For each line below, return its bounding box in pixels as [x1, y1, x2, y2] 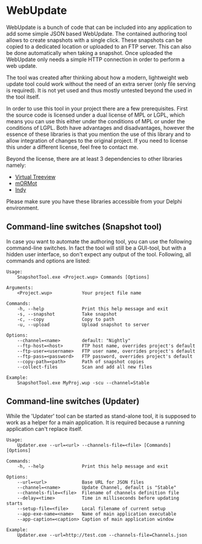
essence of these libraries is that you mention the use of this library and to [6, 131, 191, 138]
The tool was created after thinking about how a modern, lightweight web [6, 74, 189, 81]
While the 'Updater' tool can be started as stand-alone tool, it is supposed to [6, 412, 197, 419]
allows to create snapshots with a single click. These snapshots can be [6, 36, 183, 44]
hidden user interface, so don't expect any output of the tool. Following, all [6, 250, 192, 257]
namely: [6, 161, 26, 169]
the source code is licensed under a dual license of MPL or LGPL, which [6, 111, 185, 118]
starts [6, 500, 23, 507]
